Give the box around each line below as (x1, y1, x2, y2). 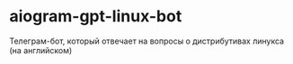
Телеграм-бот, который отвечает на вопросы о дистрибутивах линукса (9, 36, 285, 46)
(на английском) (9, 44, 73, 55)
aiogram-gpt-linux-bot (9, 6, 182, 27)
